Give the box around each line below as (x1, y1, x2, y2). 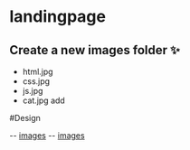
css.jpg (22, 76, 51, 87)
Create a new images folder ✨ (9, 42, 181, 58)
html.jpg (22, 66, 53, 77)
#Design (9, 113, 41, 123)
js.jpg (22, 86, 43, 96)
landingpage (9, 6, 107, 27)
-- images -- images (9, 130, 85, 141)
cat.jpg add (22, 95, 65, 106)
